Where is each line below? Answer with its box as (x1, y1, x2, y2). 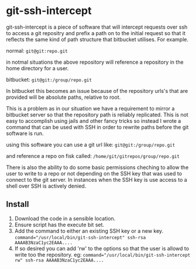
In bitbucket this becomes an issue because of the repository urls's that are (6, 87, 188, 94)
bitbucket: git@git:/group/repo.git (6, 76, 92, 83)
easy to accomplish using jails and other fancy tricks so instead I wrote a (6, 117, 181, 124)
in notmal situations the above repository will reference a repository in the (6, 58, 184, 65)
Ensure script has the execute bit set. (14, 221, 104, 228)
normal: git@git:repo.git (6, 47, 68, 54)
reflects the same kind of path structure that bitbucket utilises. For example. (6, 36, 189, 43)
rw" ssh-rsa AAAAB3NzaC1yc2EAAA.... (14, 257, 104, 263)
